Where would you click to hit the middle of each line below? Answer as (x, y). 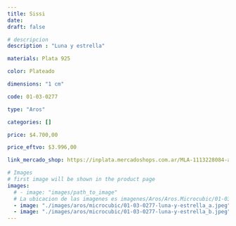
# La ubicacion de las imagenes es (66, 199)
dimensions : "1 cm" (36, 84)
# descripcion (28, 39)
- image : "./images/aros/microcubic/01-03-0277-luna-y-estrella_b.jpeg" (122, 212)
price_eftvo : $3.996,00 (42, 147)
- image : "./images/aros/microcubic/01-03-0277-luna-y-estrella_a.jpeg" (122, 205)
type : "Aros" (26, 109)
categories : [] (29, 122)
